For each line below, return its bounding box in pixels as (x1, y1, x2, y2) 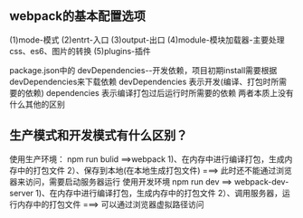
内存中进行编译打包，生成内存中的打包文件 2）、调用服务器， (57, 187, 283, 198)
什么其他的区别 (9, 99, 65, 109)
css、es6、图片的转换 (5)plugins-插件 (9, 45, 151, 56)
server (9, 187, 34, 198)
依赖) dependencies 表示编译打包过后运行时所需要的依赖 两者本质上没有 (24, 87, 294, 98)
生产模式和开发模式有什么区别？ (9, 128, 188, 143)
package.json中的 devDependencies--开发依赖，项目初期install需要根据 (9, 64, 278, 75)
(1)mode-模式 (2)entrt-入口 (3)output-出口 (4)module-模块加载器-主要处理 (9, 34, 285, 45)
